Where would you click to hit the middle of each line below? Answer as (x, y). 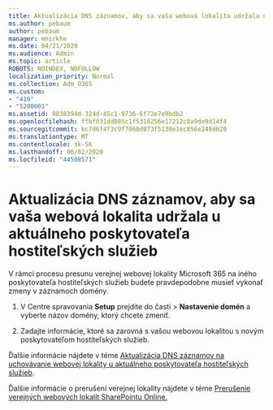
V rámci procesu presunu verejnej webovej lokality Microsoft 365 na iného (133, 274)
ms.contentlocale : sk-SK (50, 144)
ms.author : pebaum (39, 24)
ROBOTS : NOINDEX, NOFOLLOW (54, 69)
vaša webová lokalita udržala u (115, 217)
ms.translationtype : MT (49, 136)
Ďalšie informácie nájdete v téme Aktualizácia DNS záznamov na (117, 356)
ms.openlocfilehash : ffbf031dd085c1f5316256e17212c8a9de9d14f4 (118, 122)
